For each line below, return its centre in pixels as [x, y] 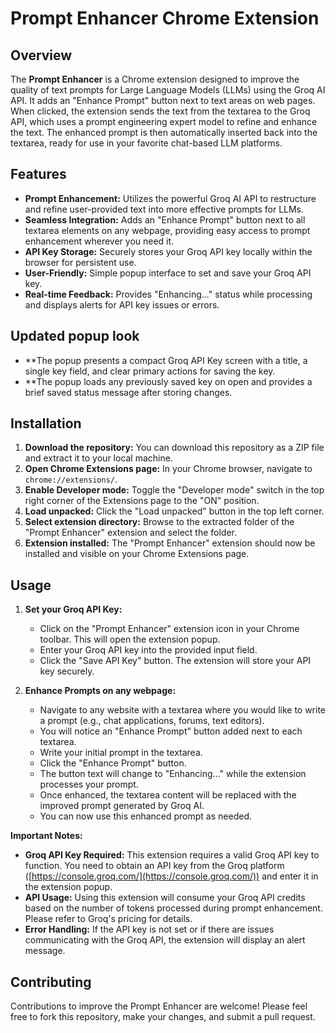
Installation [46, 423]
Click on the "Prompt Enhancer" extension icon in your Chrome [169, 629]
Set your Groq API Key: [73, 609]
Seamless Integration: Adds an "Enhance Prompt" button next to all [165, 219]
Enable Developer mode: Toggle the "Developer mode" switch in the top [174, 490]
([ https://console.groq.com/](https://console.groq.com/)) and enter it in [171, 876]
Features [38, 174]
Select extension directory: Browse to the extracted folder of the [159, 522]
